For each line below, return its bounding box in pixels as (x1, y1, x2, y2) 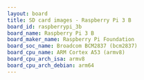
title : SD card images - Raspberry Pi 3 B (7, 17, 132, 24)
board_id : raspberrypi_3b (7, 23, 82, 30)
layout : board (7, 10, 48, 17)
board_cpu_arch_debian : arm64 (7, 62, 95, 69)
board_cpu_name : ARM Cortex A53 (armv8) (7, 49, 126, 56)
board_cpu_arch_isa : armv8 (7, 56, 85, 63)
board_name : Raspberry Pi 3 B (7, 29, 95, 37)
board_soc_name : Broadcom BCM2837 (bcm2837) (7, 42, 138, 49)
